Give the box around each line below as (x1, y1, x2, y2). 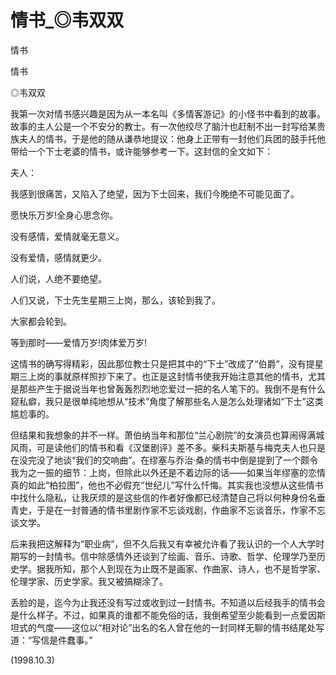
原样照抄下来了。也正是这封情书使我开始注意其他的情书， (71, 370, 308, 382)
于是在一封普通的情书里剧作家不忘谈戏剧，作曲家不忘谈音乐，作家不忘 (36, 504, 326, 516)
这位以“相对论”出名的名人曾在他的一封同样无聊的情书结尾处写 (71, 621, 325, 633)
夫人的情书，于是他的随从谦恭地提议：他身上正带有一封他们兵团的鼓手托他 (18, 132, 326, 145)
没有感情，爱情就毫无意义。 (10, 230, 125, 242)
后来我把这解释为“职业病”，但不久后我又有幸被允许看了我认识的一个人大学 (10, 537, 317, 550)
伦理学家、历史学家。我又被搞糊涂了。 (10, 575, 168, 587)
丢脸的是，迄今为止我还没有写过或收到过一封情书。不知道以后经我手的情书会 (10, 596, 326, 608)
